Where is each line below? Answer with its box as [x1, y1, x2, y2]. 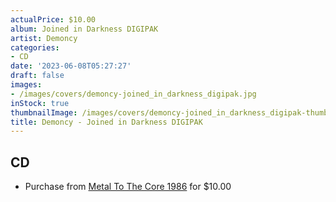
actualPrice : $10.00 [10, 14, 97, 25]
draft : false [10, 71, 65, 81]
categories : [10, 42, 60, 53]
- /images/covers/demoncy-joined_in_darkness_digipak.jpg [10, 89, 257, 99]
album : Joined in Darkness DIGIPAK [10, 24, 159, 34]
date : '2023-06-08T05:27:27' [10, 61, 132, 71]
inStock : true [10, 98, 70, 108]
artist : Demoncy [10, 33, 78, 43]
